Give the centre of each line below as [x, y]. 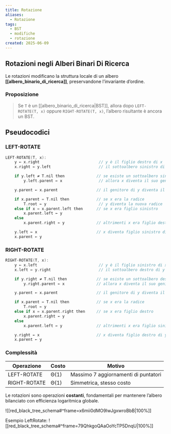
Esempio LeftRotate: [26, 420]
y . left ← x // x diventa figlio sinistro [87, 232]
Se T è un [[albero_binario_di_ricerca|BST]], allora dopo [76, 105]
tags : [11, 24]
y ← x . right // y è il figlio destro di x [89, 162]
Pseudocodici [27, 133]
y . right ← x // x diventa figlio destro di [89, 335]
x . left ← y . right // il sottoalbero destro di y [90, 270]
